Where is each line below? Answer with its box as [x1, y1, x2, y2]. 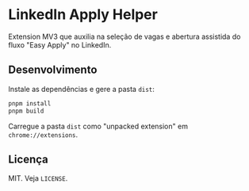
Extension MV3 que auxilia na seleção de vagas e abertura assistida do [8, 32, 241, 41]
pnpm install [8, 99, 52, 108]
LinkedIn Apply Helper [8, 6, 159, 24]
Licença [8, 152, 49, 166]
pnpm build [8, 107, 44, 115]
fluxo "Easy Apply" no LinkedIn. [8, 40, 112, 49]
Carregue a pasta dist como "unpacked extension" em [8, 121, 189, 131]
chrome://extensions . [8, 129, 79, 139]
